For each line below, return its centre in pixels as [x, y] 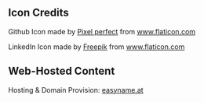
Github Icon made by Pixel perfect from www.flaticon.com [102, 31]
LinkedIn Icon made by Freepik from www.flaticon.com [97, 47]
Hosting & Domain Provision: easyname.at [76, 90]
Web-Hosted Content [62, 71]
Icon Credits [38, 13]
